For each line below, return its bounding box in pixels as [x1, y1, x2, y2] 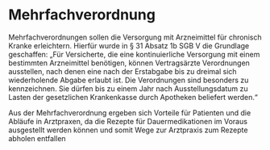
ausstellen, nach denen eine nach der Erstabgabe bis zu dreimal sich [8, 66, 237, 76]
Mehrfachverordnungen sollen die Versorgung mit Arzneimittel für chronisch [8, 32, 262, 42]
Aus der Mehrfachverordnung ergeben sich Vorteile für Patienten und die [8, 107, 251, 118]
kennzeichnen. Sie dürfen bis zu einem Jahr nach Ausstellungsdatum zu [8, 83, 248, 94]
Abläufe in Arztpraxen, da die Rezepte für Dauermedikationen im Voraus [8, 116, 248, 126]
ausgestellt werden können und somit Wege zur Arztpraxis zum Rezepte [8, 125, 248, 135]
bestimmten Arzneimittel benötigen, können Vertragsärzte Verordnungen [8, 58, 250, 68]
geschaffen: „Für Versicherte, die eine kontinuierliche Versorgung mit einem [8, 49, 260, 59]
